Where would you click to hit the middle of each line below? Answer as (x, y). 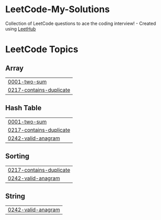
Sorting (17, 156)
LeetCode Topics (42, 50)
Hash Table (23, 108)
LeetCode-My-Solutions (58, 9)
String (15, 196)
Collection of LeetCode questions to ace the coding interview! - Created (81, 23)
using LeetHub (21, 28)
